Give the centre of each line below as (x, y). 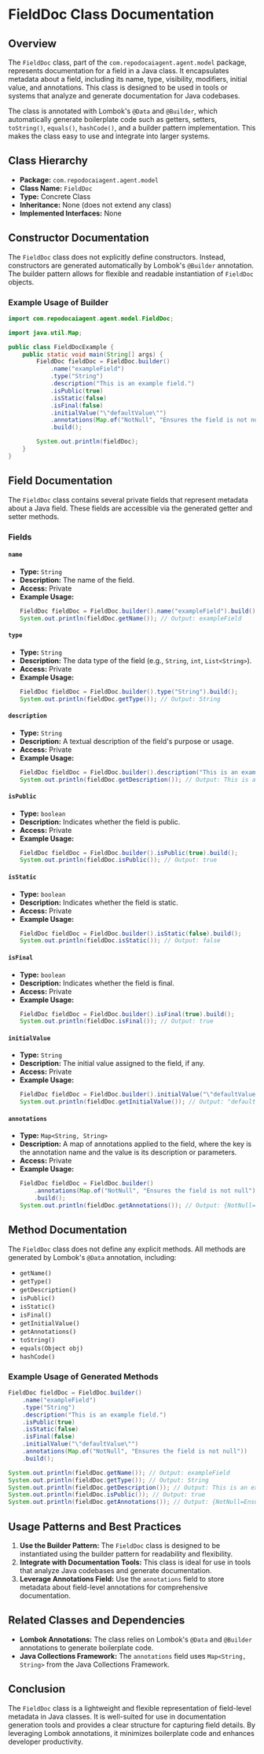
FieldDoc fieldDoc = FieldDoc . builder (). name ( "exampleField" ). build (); (139, 611)
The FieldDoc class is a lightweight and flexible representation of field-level (130, 1708)
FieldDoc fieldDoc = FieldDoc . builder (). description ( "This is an (128, 772)
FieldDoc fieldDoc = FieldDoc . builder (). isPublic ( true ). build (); (128, 853)
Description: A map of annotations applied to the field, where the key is (136, 1144)
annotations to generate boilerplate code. (86, 1647)
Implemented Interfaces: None (70, 213)
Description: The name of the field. (77, 580)
